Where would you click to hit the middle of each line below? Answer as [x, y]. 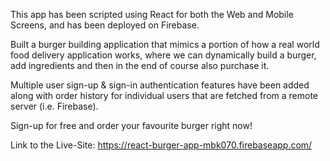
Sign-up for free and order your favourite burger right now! [131, 125]
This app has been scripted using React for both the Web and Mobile [152, 14]
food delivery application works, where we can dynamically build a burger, [163, 55]
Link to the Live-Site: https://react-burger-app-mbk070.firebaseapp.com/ [161, 145]
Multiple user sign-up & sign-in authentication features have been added [160, 85]
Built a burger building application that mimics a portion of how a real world [165, 44]
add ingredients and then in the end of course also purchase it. [140, 65]
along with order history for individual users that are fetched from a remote [164, 95]
